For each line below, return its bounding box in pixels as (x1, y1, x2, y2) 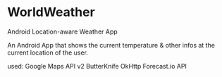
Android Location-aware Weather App (7, 27, 118, 36)
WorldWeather (7, 4, 95, 20)
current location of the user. (7, 48, 88, 57)
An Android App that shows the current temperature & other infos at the (7, 41, 215, 49)
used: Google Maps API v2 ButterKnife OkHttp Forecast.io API (7, 62, 187, 70)
